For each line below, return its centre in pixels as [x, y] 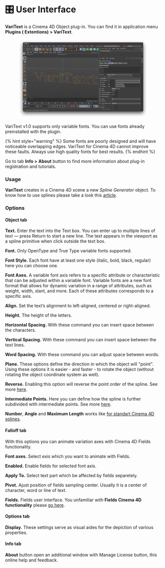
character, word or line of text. [36, 490]
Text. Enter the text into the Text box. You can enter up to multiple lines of [80, 231]
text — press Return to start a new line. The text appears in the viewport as [82, 236]
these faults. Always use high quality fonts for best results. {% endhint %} [80, 152]
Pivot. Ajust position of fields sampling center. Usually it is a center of [76, 485]
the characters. [21, 330]
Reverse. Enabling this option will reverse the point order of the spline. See [82, 384]
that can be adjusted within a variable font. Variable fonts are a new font [78, 281]
